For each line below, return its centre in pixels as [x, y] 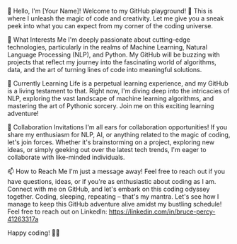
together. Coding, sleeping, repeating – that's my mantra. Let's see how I [113, 197]
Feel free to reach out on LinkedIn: [57, 211]
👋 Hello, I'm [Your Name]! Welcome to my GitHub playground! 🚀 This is [110, 11]
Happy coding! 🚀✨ [34, 233]
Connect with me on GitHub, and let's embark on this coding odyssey [109, 189]
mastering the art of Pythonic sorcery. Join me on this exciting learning [111, 106]
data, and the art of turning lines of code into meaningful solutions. [105, 70]
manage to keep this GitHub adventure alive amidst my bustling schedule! [115, 204]
